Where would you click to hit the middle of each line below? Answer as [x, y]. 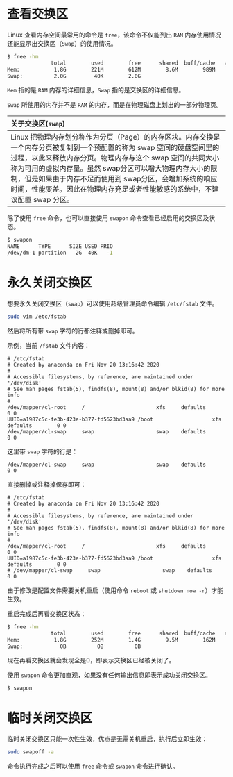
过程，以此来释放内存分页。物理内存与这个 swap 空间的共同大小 [115, 158]
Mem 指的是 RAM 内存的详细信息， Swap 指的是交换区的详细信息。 [96, 90]
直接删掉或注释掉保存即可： [47, 484]
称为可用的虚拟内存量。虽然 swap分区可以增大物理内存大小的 [111, 169]
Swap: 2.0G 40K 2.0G [74, 76]
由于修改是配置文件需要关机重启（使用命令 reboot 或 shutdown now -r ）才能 [115, 590]
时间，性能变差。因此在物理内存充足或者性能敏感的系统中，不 [112, 190]
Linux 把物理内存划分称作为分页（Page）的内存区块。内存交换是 [115, 137]
